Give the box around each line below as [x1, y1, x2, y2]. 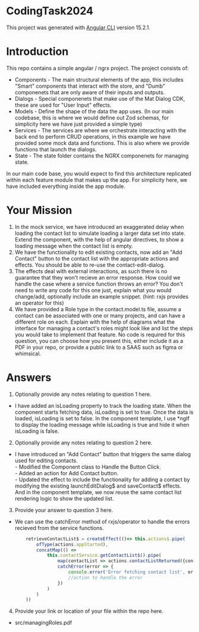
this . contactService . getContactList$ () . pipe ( [46, 553, 162, 559]
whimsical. [14, 350, 42, 357]
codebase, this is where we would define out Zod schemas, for [14, 114, 169, 121]
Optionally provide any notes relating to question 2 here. [14, 439, 153, 446]
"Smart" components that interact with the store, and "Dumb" [14, 82, 165, 89]
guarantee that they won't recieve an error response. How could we [14, 274, 181, 281]
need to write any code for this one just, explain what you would [14, 286, 172, 293]
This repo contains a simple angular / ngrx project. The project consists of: [6, 64, 189, 72]
